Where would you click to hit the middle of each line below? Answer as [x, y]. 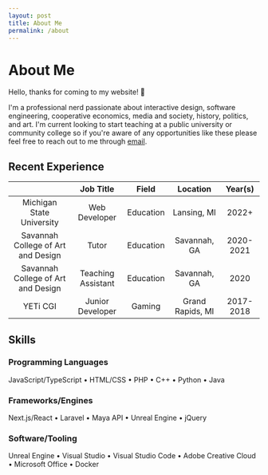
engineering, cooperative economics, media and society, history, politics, [128, 116]
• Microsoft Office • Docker [54, 465]
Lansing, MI [195, 212]
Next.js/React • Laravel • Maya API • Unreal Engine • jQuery [108, 418]
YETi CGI [40, 307]
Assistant [97, 283]
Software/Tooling [43, 438]
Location [195, 189]
